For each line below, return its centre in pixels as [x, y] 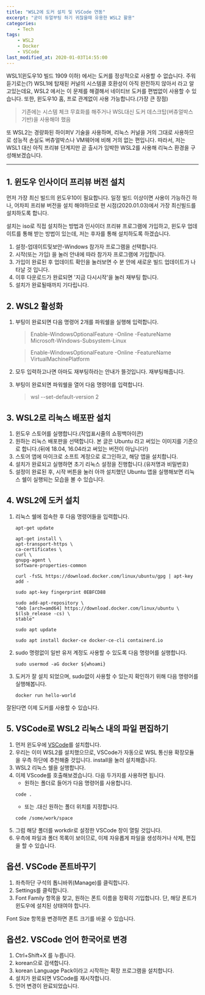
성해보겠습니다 [24, 155]
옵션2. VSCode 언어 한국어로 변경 [67, 939]
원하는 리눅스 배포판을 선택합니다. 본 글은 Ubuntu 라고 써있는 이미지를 [98, 442]
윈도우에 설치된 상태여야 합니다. [52, 905]
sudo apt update [36, 630]
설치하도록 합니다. [28, 213]
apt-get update [34, 528]
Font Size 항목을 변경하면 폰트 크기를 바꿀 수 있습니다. [71, 919]
